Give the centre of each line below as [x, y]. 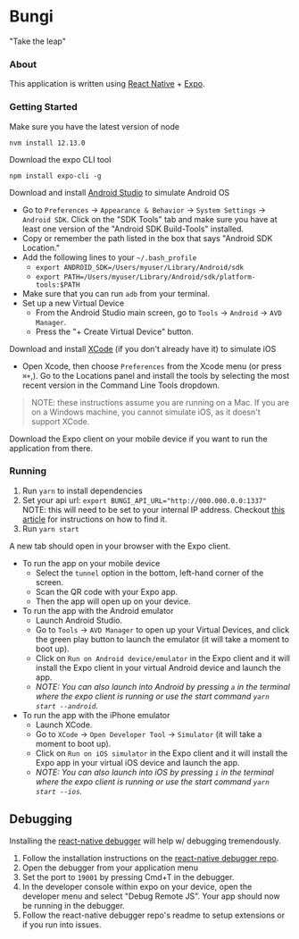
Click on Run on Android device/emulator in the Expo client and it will [162, 658]
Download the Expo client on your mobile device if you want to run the [138, 439]
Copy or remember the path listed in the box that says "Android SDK [147, 238]
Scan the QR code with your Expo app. [107, 591]
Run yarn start [50, 528]
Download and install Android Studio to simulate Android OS [120, 192]
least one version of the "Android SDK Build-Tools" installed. [133, 229]
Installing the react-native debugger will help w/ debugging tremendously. [145, 841]
